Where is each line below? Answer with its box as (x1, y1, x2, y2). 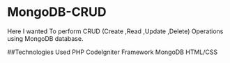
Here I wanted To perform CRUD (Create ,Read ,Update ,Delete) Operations (7, 27, 224, 35)
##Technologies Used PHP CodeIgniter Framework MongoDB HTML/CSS (7, 48, 218, 56)
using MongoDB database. (7, 34, 84, 42)
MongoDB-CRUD (7, 4, 107, 20)
